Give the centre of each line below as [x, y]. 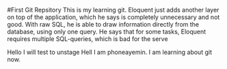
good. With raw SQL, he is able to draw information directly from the [103, 24]
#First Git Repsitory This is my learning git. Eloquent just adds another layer [113, 10]
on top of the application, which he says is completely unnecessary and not [113, 17]
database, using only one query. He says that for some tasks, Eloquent [107, 31]
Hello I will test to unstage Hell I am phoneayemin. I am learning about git [109, 52]
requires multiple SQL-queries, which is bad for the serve [88, 39]
